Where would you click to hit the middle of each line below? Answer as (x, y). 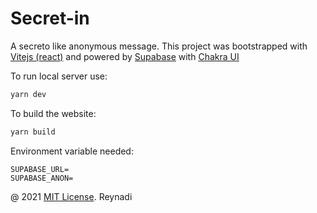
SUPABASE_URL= (40, 169)
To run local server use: (59, 76)
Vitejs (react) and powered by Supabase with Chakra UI (125, 56)
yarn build (33, 132)
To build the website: (53, 113)
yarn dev (28, 94)
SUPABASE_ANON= (42, 178)
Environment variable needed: (72, 151)
